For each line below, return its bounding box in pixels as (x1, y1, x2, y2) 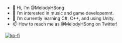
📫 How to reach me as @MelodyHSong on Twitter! (12, 21, 118, 27)
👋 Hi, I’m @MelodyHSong (12, 5, 65, 10)
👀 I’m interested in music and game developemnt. (12, 10, 114, 16)
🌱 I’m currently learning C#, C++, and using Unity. (12, 15, 115, 21)
